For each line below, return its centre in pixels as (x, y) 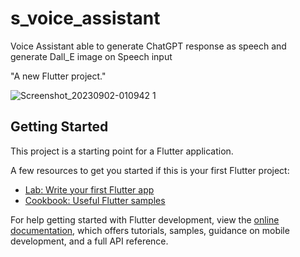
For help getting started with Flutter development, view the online (145, 219)
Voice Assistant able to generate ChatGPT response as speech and (148, 46)
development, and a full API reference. (89, 241)
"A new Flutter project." (58, 76)
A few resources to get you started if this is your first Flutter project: (150, 170)
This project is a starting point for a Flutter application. (122, 151)
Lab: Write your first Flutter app (89, 189)
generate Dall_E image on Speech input (91, 56)
